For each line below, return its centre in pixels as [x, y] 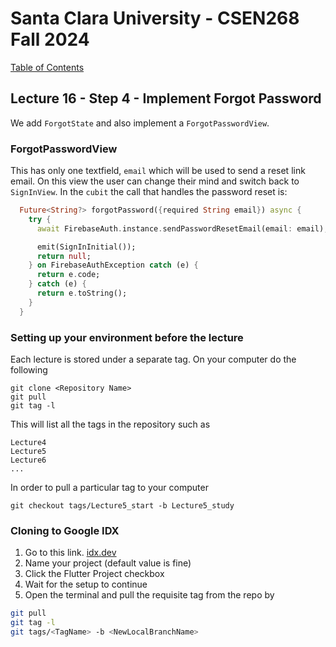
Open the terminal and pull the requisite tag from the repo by [149, 595]
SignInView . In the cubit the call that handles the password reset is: [149, 192]
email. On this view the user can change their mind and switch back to [155, 181]
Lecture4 [28, 442]
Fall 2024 [50, 39]
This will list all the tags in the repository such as [110, 424]
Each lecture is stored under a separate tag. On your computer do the [153, 359]
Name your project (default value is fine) [108, 563]
